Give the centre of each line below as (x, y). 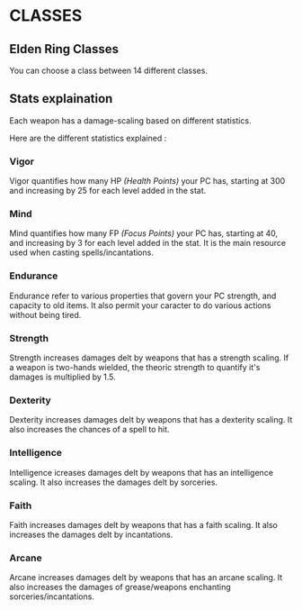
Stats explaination (61, 99)
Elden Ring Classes (64, 49)
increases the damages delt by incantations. (91, 534)
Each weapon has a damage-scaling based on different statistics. (130, 120)
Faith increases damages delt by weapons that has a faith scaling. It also (144, 524)
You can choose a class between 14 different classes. (109, 70)
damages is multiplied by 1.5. (63, 377)
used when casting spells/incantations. (82, 252)
